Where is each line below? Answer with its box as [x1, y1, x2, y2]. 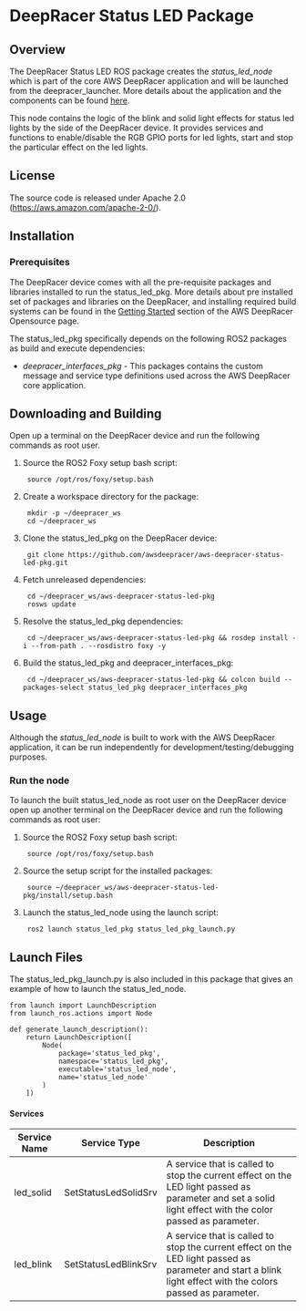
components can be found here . [9, 95, 130, 106]
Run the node [9, 774, 70, 787]
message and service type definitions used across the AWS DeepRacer [22, 370, 291, 381]
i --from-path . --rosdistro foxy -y [22, 642, 167, 651]
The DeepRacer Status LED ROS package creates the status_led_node [9, 66, 273, 77]
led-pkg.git [22, 558, 68, 568]
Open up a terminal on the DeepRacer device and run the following [9, 430, 260, 441]
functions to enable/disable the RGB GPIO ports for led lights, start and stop [9, 132, 293, 142]
